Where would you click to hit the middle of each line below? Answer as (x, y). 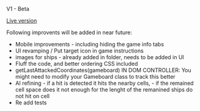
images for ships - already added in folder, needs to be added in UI (100, 57)
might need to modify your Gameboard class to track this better (95, 77)
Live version (22, 20)
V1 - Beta (18, 9)
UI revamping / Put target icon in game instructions (79, 51)
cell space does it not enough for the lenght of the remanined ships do (104, 90)
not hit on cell (32, 96)
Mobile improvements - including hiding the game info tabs (89, 44)
